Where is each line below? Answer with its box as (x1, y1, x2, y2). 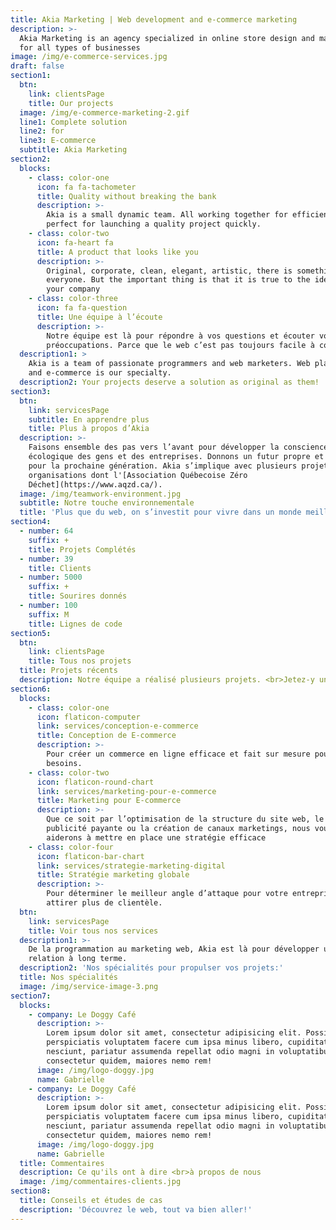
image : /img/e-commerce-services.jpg (10, 52, 168, 62)
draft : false (10, 61, 65, 71)
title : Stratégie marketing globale (36, 870, 190, 880)
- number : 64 (19, 526, 74, 536)
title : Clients (28, 563, 92, 573)
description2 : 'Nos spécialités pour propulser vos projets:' (19, 963, 284, 973)
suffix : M (28, 609, 70, 620)
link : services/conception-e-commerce (36, 721, 199, 731)
